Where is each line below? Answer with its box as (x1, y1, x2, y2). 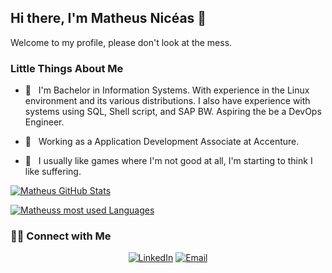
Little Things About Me (10, 61, 124, 75)
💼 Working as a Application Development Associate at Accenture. (24, 136, 300, 148)
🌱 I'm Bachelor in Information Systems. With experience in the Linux (24, 84, 310, 96)
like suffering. (24, 166, 82, 178)
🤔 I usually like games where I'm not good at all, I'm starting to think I (24, 155, 313, 167)
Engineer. (24, 116, 65, 128)
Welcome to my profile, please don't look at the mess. (10, 36, 233, 48)
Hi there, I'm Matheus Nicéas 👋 (10, 10, 207, 27)
